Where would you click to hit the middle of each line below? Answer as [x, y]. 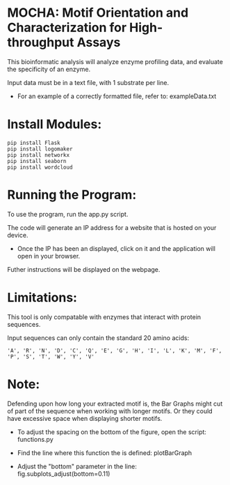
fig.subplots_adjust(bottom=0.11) [64, 474]
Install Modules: [55, 124]
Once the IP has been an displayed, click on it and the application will [116, 248]
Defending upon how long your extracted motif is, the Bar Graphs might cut [115, 403]
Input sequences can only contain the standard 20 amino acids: [98, 338]
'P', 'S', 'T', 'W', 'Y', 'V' [51, 357]
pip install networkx [39, 155]
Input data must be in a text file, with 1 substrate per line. [88, 82]
